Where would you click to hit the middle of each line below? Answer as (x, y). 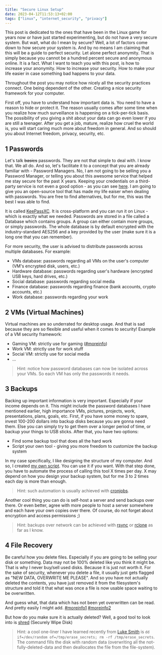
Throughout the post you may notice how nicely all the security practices (78, 83)
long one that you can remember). (39, 237)
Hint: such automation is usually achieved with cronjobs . (73, 491)
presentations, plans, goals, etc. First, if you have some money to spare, (77, 416)
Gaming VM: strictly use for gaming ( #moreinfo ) (60, 344)
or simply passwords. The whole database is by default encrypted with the (79, 227)
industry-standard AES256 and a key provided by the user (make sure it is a (81, 232)
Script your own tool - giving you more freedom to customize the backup (85, 446)
